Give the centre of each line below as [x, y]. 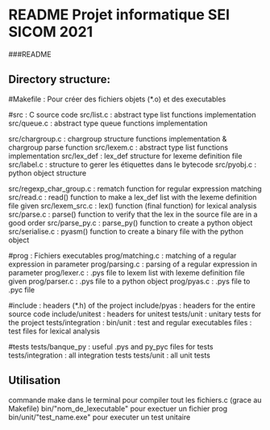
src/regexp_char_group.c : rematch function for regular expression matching [135, 188]
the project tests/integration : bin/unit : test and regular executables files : [130, 322]
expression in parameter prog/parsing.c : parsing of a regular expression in [133, 264]
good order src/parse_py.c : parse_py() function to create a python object [131, 222]
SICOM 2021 [51, 32]
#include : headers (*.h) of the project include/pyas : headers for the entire [132, 305]
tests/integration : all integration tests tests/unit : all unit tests [110, 355]
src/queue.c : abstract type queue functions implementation [108, 123]
